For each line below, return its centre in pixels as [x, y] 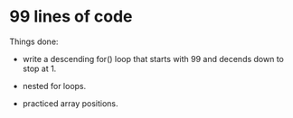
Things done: [34, 41]
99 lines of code [71, 17]
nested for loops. [54, 86]
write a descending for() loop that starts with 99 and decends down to [153, 59]
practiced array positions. [71, 103]
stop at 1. [39, 68]
